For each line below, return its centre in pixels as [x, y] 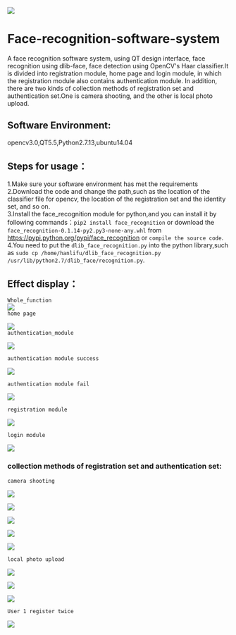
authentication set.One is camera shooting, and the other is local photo [110, 96]
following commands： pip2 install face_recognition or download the [111, 222]
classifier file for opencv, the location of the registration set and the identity [117, 199]
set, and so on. [29, 206]
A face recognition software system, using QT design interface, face [106, 58]
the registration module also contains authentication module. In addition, [112, 80]
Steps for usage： [48, 167]
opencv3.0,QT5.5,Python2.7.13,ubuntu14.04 [70, 142]
